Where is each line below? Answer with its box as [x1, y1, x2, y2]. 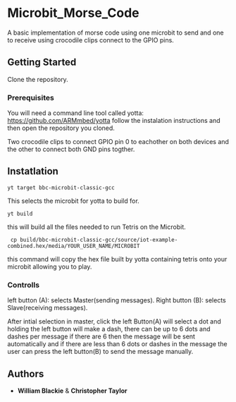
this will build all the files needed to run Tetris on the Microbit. [7, 223, 187, 231]
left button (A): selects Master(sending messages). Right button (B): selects [7, 296, 227, 305]
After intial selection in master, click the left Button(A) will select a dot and [7, 317, 222, 326]
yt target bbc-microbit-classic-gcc [7, 184, 115, 191]
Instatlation [7, 165, 58, 177]
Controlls [7, 280, 40, 290]
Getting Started [7, 57, 77, 69]
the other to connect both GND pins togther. [7, 145, 135, 153]
